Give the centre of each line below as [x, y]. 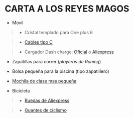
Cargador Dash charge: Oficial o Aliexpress [69, 52]
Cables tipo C [39, 42]
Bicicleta [21, 90]
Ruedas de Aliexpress [47, 100]
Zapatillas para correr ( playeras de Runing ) [56, 61]
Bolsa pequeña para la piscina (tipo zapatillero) [60, 71]
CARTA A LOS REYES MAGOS [67, 9]
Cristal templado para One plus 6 [59, 32]
